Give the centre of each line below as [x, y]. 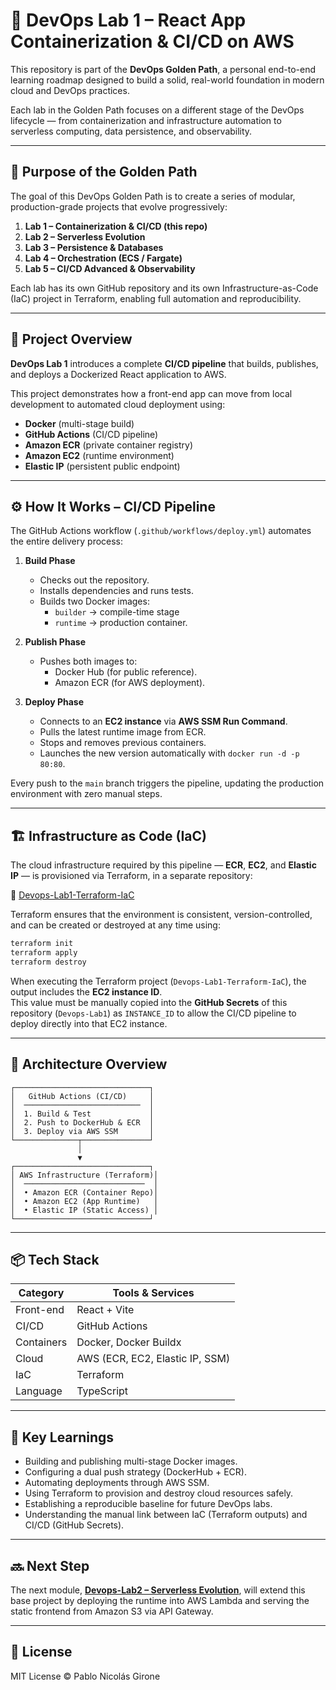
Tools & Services [153, 1293]
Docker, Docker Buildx [129, 1342]
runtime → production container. [121, 623]
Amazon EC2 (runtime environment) [99, 455]
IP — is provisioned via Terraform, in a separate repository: [131, 876]
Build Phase [50, 561]
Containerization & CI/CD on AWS [152, 41]
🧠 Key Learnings [62, 1437]
